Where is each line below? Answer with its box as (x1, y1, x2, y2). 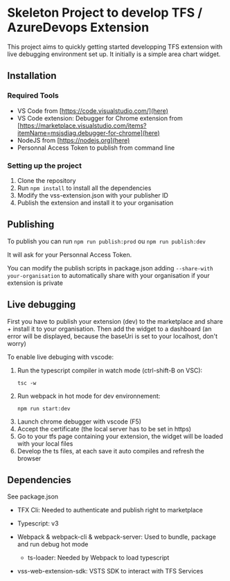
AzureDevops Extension (7, 19, 150, 35)
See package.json (7, 492, 59, 501)
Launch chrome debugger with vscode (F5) (17, 417, 142, 426)
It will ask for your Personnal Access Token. (7, 250, 132, 259)
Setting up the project (7, 161, 82, 171)
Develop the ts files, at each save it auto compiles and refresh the (17, 446, 204, 455)
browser (17, 454, 42, 462)
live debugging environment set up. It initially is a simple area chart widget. (7, 50, 221, 58)
